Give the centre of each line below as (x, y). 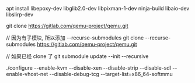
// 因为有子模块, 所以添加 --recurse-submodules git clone (75, 38)
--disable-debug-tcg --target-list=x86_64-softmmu (111, 74)
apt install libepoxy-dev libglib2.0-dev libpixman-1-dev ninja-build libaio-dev (98, 8)
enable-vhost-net (27, 74)
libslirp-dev (20, 15)
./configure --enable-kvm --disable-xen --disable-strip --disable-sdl (88, 68)
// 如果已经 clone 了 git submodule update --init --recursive (77, 56)
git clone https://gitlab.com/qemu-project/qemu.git (67, 26)
